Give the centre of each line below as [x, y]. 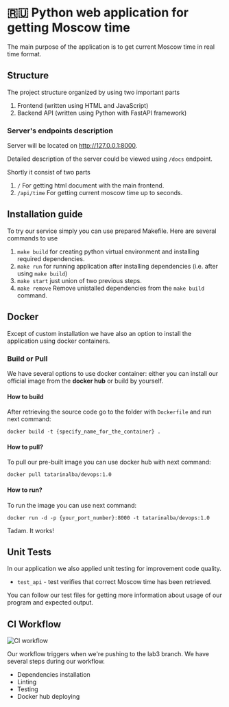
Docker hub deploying [48, 697]
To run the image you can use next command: [72, 505]
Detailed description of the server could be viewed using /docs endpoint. [110, 159]
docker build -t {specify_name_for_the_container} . [84, 432]
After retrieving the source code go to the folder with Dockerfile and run [109, 412]
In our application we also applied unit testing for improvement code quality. [114, 569]
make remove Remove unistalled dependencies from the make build [110, 288]
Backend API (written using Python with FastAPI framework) [102, 113]
